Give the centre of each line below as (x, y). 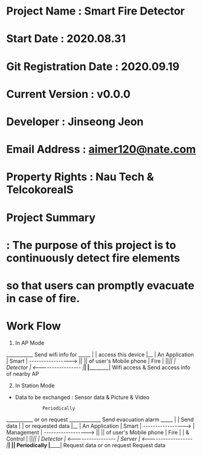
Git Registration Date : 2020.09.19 (93, 66)
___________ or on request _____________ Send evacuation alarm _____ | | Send (100, 419)
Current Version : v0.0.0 (69, 94)
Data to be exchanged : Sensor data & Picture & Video (82, 397)
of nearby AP (23, 373)
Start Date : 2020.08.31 (66, 39)
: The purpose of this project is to (91, 245)
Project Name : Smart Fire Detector (96, 11)
